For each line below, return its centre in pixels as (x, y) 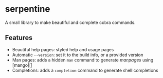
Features (19, 38)
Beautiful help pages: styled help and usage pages (63, 49)
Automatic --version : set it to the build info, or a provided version (78, 55)
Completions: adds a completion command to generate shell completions (85, 70)
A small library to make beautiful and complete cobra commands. (70, 22)
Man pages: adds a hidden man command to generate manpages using (83, 60)
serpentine (27, 9)
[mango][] (22, 65)
